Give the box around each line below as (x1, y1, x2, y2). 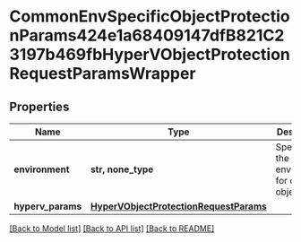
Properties (9, 99, 70, 114)
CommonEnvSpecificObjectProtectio (9, 6, 290, 27)
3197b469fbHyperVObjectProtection (9, 45, 291, 65)
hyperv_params (13, 200, 82, 212)
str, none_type (90, 163, 154, 176)
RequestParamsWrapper (9, 64, 196, 84)
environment (13, 163, 70, 176)
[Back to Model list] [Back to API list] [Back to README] (9, 223, 215, 234)
